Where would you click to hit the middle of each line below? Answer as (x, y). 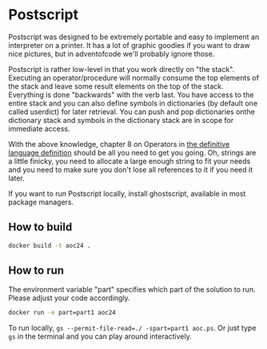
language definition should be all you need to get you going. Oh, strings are (132, 153)
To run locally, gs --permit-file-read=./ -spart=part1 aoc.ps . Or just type (132, 328)
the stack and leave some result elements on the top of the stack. (116, 86)
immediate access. (39, 129)
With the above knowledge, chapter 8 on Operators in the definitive (119, 144)
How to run (36, 270)
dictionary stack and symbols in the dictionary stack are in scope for (121, 120)
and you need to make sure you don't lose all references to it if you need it (131, 169)
